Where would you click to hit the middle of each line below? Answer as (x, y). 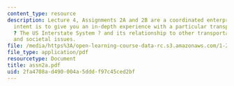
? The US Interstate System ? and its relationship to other (104, 33)
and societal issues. (45, 40)
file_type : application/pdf (48, 53)
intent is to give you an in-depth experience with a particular (110, 26)
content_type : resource (42, 14)
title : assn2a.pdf (34, 65)
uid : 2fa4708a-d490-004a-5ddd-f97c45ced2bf (71, 71)
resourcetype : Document (42, 59)
